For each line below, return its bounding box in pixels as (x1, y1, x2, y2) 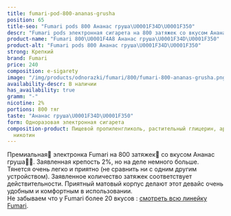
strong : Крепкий (7, 49, 54, 56)
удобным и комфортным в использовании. (7, 187, 133, 195)
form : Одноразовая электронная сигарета (7, 118, 125, 126)
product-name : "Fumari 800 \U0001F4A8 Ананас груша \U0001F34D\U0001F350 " (7, 36, 220, 43)
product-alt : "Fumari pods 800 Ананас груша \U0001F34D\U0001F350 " (7, 42, 201, 49)
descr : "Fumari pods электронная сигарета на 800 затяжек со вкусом (7, 29, 208, 36)
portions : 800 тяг (7, 106, 60, 113)
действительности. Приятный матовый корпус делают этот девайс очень (7, 180, 223, 188)
